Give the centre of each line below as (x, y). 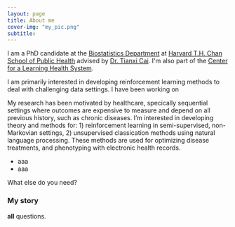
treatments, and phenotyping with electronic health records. (94, 148)
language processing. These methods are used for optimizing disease (108, 141)
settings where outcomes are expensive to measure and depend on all (109, 110)
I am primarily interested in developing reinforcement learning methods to (114, 82)
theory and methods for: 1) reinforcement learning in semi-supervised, (109, 125)
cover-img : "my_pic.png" (43, 27)
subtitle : (22, 33)
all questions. (27, 216)
